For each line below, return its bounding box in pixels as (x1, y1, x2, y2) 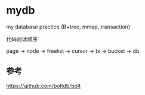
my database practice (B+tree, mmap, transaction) (6, 23, 130, 30)
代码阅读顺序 (6, 35, 38, 42)
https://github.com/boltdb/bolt (6, 82, 81, 89)
